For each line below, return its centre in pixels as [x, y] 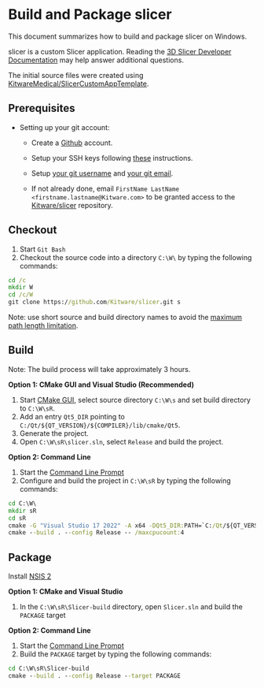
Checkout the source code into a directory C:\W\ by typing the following [136, 257]
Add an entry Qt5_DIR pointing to [72, 416]
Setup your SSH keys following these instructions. [112, 158]
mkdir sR [22, 511]
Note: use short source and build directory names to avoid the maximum [125, 318]
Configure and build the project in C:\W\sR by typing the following [125, 480]
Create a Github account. [72, 143]
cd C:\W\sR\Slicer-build [49, 669]
